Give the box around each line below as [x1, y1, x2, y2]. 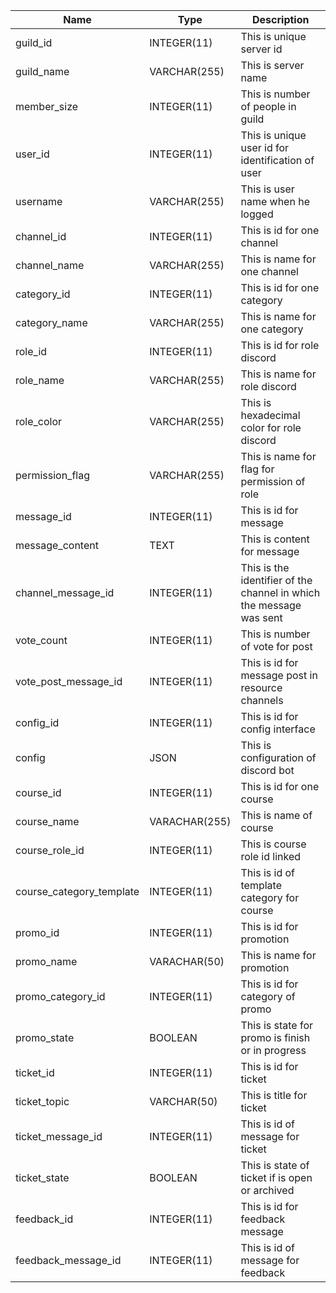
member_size [15, 100, 79, 113]
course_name [15, 815, 80, 828]
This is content [240, 532, 310, 546]
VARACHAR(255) [149, 815, 232, 828]
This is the [240, 561, 290, 574]
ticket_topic [15, 1095, 70, 1108]
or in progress [240, 1044, 307, 1057]
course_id [15, 786, 62, 799]
